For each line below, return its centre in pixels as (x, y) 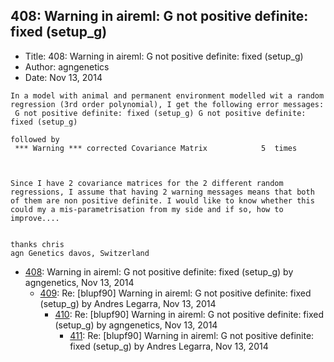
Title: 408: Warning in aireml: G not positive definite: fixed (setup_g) (164, 56)
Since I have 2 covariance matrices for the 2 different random (147, 183)
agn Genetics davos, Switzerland (80, 253)
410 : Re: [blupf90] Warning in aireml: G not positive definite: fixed (189, 314)
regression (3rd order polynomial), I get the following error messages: (167, 104)
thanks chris (37, 244)
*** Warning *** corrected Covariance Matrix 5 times (156, 148)
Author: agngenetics (67, 66)
